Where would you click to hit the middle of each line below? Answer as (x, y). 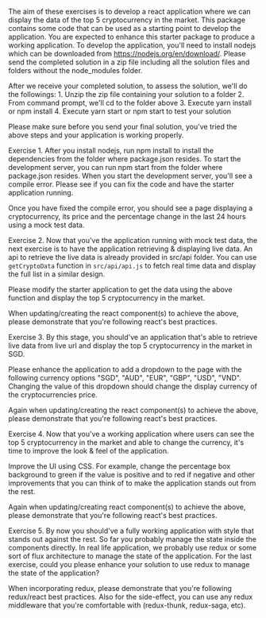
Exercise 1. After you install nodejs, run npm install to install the (111, 151)
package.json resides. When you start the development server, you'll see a (130, 176)
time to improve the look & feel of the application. (89, 451)
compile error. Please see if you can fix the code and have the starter (121, 184)
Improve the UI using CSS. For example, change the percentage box (120, 466)
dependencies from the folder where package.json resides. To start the (125, 159)
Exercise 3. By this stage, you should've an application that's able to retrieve (133, 337)
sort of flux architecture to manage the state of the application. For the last (130, 556)
